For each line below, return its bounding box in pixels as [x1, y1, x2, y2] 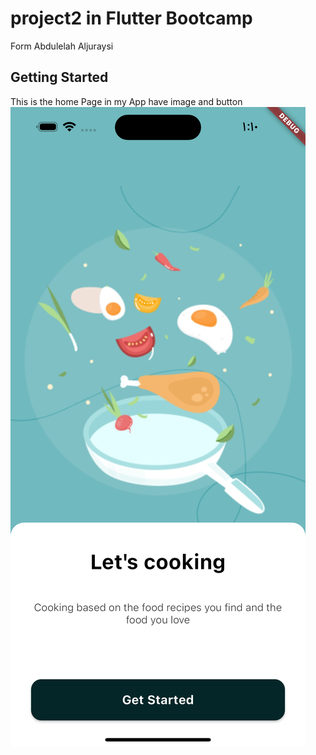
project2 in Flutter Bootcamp [10, 7, 253, 30]
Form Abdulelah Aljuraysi [10, 40, 114, 52]
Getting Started [10, 69, 109, 86]
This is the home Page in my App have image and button [10, 95, 243, 107]
